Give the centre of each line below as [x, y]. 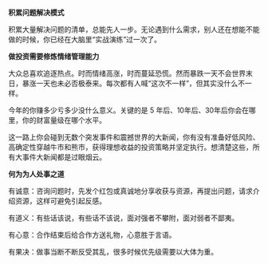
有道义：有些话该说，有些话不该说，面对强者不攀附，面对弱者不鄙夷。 [124, 218]
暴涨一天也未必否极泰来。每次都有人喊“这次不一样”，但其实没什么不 [134, 83]
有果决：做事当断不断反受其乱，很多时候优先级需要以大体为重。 [113, 252]
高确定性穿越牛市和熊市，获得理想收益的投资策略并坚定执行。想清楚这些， [130, 147]
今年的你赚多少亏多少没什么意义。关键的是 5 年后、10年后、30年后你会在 [129, 110]
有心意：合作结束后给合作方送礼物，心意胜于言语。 [92, 235]
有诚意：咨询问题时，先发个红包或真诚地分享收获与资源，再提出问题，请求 [130, 191]
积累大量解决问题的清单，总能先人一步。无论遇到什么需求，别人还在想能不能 [134, 30]
